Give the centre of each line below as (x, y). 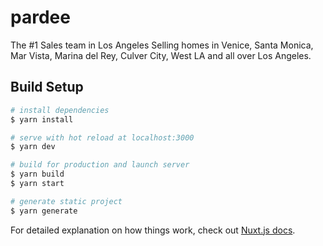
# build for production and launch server (100, 165)
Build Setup (47, 87)
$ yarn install (42, 119)
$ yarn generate (44, 211)
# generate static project (66, 201)
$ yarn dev (33, 147)
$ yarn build (37, 174)
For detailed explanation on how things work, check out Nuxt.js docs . (153, 230)
